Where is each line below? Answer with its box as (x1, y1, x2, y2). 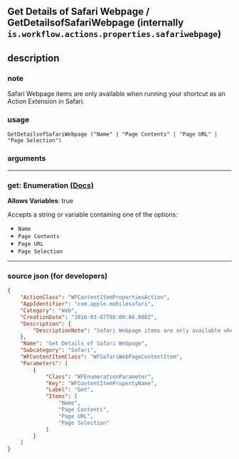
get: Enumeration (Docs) (7, 180, 94, 190)
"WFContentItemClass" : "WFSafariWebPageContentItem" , (20, 353, 183, 361)
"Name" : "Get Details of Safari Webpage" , (20, 340, 148, 347)
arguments (7, 153, 46, 163)
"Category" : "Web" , (20, 307, 78, 314)
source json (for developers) (7, 271, 108, 281)
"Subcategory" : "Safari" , (20, 347, 97, 354)
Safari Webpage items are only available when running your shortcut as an (7, 90, 225, 98)
